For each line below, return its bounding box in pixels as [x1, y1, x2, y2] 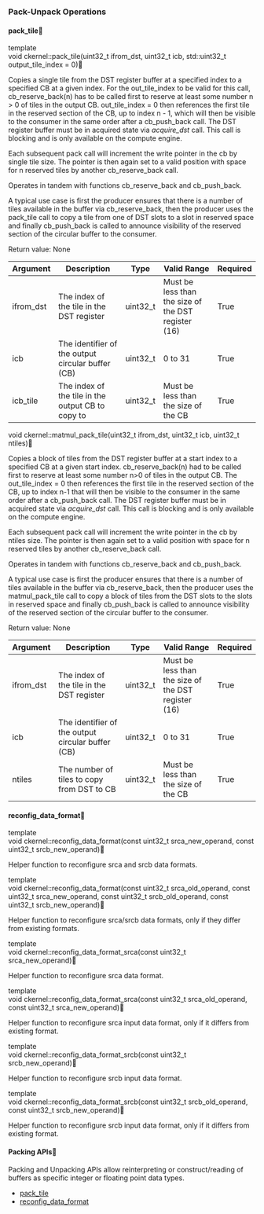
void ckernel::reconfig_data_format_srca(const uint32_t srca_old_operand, [8, 995, 247, 1004]
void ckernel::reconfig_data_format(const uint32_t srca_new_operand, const [8, 836, 255, 846]
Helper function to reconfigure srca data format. [8, 971, 164, 981]
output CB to [58, 400, 105, 411]
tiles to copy [58, 774, 104, 785]
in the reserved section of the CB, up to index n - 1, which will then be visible [8, 108, 256, 118]
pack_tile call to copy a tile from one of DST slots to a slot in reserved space [8, 213, 254, 222]
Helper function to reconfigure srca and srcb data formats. [8, 860, 198, 870]
